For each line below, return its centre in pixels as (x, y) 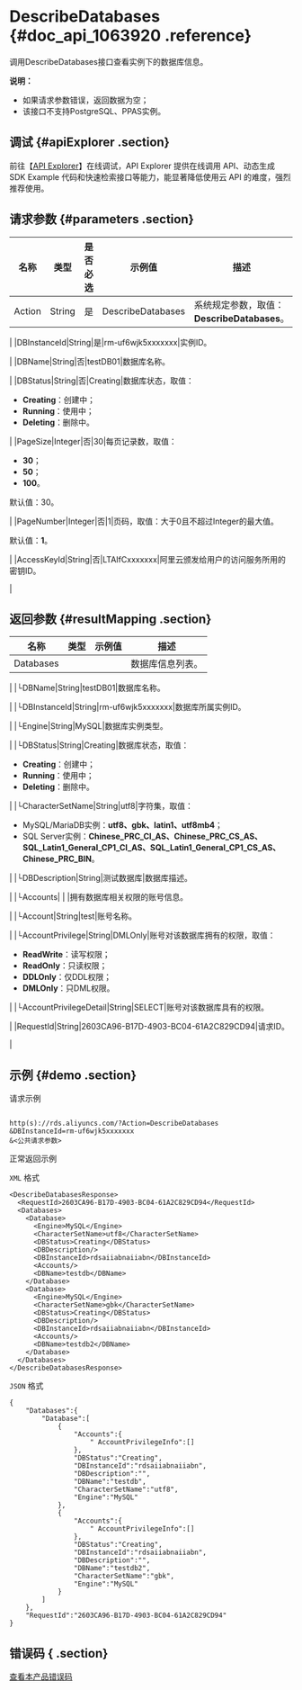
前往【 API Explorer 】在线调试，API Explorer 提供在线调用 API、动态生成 (142, 166)
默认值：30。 (34, 502)
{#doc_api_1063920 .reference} (130, 36)
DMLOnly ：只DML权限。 (68, 988)
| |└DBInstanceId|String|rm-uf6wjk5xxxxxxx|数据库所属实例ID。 (128, 707)
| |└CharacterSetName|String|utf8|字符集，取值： (101, 806)
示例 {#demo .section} (73, 1075)
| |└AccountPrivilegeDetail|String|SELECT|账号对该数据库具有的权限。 (139, 1007)
